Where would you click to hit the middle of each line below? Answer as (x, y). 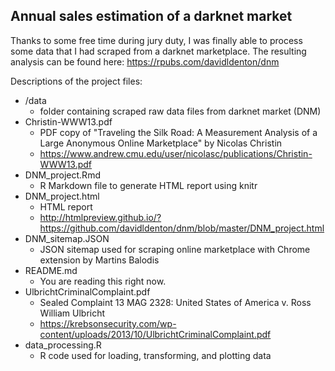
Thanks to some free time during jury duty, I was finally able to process (156, 40)
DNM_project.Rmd (62, 175)
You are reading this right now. (103, 281)
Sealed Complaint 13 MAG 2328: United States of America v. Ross (175, 302)
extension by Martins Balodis (99, 260)
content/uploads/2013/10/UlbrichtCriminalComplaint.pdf (155, 334)
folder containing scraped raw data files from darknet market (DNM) (180, 111)
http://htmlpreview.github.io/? (100, 217)
